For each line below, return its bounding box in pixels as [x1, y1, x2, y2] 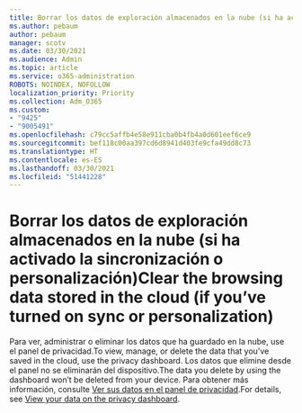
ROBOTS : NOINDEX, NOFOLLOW [9, 80, 111, 89]
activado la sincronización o [9, 249, 224, 270]
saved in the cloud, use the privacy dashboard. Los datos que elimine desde [9, 355, 292, 366]
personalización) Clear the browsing [9, 268, 283, 289]
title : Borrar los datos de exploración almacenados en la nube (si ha [9, 13, 283, 22]
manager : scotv [9, 38, 67, 48]
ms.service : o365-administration [9, 72, 135, 81]
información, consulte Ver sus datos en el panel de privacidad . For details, [9, 384, 281, 395]
